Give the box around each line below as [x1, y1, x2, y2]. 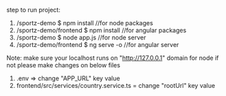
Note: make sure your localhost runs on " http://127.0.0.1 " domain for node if [6, 54, 219, 62]
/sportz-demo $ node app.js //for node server [16, 33, 146, 42]
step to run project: [6, 6, 61, 14]
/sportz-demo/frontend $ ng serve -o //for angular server [16, 41, 179, 48]
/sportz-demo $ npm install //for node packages [16, 19, 154, 27]
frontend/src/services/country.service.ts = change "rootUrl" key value [16, 82, 216, 89]
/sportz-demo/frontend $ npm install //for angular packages [16, 27, 187, 34]
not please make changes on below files [6, 61, 121, 69]
